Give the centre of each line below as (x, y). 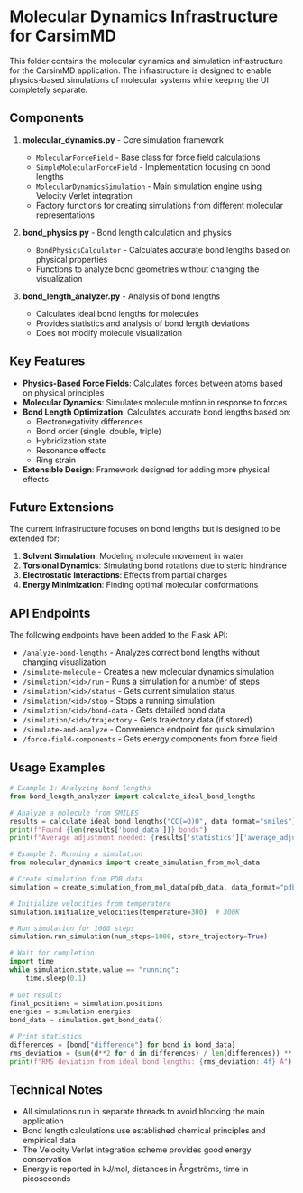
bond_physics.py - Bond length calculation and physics (127, 232)
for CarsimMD (63, 36)
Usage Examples (57, 767)
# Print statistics (46, 1037)
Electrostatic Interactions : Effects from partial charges (125, 575)
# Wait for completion (52, 953)
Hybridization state (71, 441)
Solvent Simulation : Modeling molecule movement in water (133, 556)
